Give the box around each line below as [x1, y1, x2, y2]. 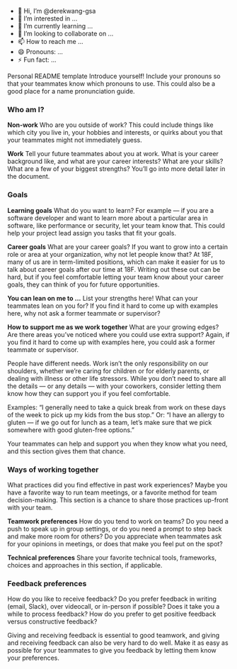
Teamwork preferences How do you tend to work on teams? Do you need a [7, 516, 229, 525]
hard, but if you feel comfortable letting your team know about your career [7, 272, 224, 281]
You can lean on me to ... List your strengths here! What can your [7, 294, 198, 302]
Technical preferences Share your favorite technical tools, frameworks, [7, 553, 217, 562]
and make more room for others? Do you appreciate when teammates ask [7, 532, 222, 541]
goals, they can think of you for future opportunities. [7, 280, 160, 289]
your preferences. [7, 653, 60, 663]
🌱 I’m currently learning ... [17, 22, 93, 30]
